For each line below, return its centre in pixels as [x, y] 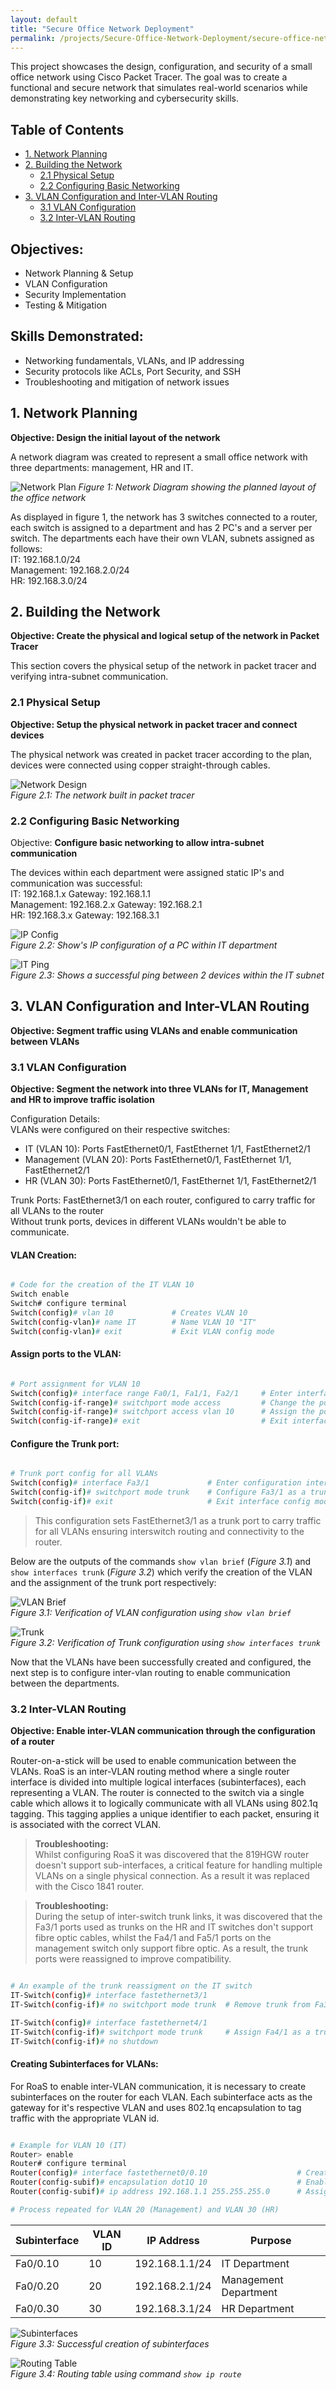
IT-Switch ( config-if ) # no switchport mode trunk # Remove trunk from [160, 2004]
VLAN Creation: [44, 1255]
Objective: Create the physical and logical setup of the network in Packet [165, 636]
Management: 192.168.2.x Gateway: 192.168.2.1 [106, 905]
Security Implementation [75, 294]
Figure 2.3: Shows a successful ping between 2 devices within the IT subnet [167, 975]
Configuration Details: [55, 1119]
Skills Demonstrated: [77, 336]
